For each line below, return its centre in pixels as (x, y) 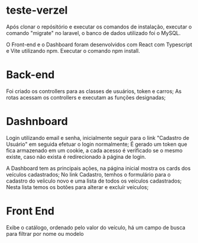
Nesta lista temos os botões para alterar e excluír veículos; (77, 187)
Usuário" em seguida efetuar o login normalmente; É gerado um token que (97, 144)
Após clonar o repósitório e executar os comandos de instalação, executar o (99, 27)
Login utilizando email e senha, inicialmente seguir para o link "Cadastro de (98, 138)
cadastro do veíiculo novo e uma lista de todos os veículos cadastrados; (94, 181)
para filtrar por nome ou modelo (45, 234)
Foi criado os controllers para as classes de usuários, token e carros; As (94, 91)
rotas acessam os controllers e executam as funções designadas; (86, 97)
